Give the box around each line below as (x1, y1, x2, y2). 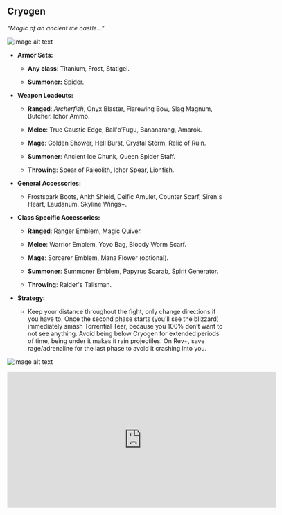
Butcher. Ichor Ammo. (27, 112, 90, 120)
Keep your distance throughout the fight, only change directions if (27, 307, 216, 315)
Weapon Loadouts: (17, 91, 74, 99)
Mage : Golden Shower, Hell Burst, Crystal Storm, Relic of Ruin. (27, 139, 206, 147)
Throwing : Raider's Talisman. (27, 280, 112, 288)
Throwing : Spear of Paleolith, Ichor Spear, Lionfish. (27, 166, 175, 174)
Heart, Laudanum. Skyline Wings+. (27, 200, 127, 208)
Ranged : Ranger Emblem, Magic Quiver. (27, 227, 142, 235)
